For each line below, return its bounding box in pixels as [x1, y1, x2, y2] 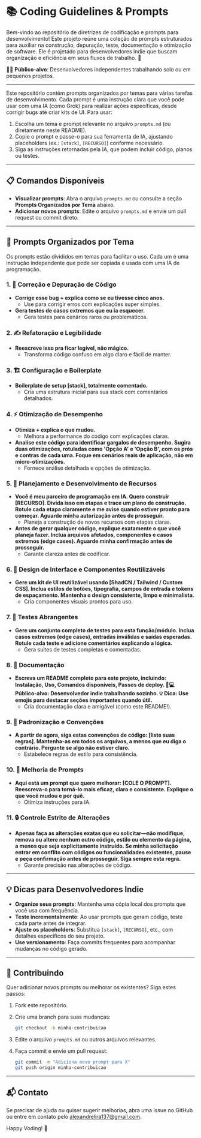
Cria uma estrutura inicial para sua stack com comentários [23, 388, 168, 396]
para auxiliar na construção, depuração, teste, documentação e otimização [6, 41, 191, 49]
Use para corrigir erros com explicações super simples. [23, 301, 161, 308]
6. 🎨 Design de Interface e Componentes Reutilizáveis [6, 565, 166, 573]
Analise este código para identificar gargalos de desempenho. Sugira [14, 439, 191, 446]
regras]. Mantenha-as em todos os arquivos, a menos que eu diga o [14, 738, 187, 745]
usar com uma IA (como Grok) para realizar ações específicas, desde [6, 102, 178, 109]
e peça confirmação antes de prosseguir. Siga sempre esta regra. [14, 855, 181, 862]
